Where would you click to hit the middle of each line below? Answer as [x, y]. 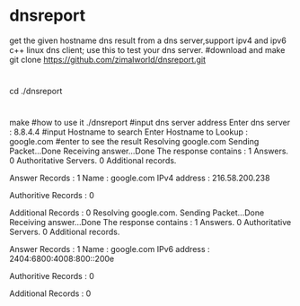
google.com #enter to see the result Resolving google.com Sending [134, 142]
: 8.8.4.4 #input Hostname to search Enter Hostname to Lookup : [129, 132]
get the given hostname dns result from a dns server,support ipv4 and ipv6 [148, 40]
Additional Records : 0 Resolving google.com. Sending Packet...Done [137, 213]
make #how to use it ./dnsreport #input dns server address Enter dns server [150, 123]
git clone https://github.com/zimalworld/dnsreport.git [108, 59]
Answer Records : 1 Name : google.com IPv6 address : [110, 249]
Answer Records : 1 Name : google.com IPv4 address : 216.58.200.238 [140, 178]
